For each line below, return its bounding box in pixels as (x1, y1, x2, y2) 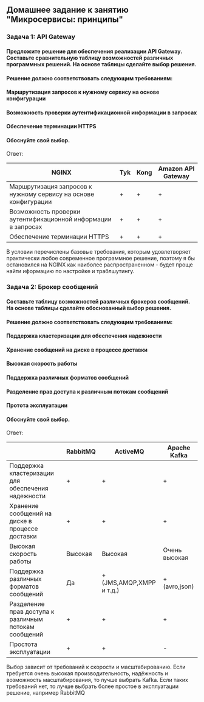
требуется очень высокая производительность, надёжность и (6, 670, 168, 677)
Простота (9, 640, 38, 648)
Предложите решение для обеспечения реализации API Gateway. (6, 47, 182, 55)
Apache (167, 443, 191, 452)
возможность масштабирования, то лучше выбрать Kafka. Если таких (6, 676, 188, 684)
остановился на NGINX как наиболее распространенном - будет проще (6, 261, 193, 268)
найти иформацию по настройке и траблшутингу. (6, 268, 135, 275)
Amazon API (158, 164, 195, 173)
